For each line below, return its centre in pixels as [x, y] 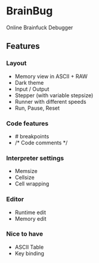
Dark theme [29, 82]
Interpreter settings [35, 158]
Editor [15, 199]
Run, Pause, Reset [37, 108]
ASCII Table [29, 247]
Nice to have [25, 234]
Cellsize [24, 178]
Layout [16, 63]
